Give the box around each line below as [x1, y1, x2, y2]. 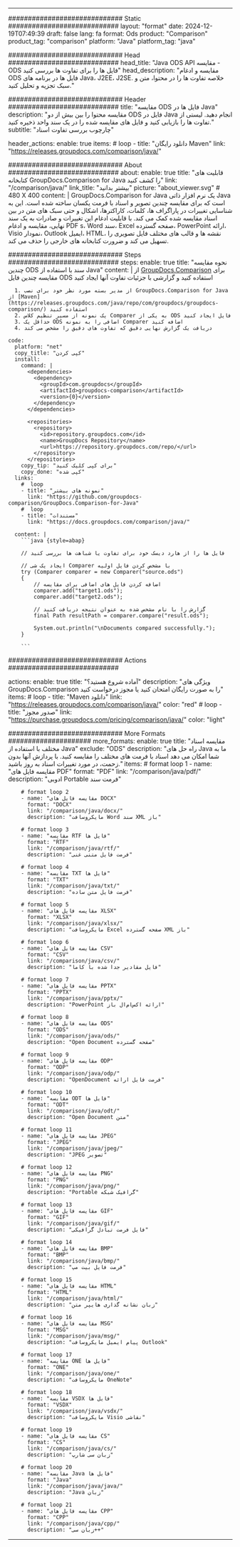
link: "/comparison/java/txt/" [26, 882, 120, 890]
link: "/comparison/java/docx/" [26, 807, 123, 815]
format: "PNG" [26, 1176, 70, 1183]
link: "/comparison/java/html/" [26, 1295, 123, 1302]
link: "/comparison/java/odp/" [26, 1070, 120, 1077]
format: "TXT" [26, 876, 70, 883]
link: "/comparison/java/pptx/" [26, 995, 123, 1002]
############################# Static [8, 14, 142, 22]
